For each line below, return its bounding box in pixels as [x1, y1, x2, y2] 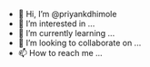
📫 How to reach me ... [17, 48, 103, 58]
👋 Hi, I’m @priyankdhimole [17, 9, 117, 19]
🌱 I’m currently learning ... [17, 28, 115, 38]
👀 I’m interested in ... [17, 18, 95, 29]
